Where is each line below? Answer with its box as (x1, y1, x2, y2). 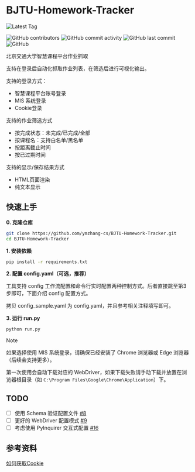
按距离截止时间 (14, 144, 51, 151)
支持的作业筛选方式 (6, 116, 53, 123)
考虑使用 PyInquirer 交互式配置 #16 (14, 425, 99, 432)
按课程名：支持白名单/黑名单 (14, 136, 84, 143)
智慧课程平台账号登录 (14, 89, 66, 97)
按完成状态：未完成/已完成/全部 (14, 129, 91, 136)
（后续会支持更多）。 (6, 356, 55, 363)
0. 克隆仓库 (6, 219, 33, 226)
